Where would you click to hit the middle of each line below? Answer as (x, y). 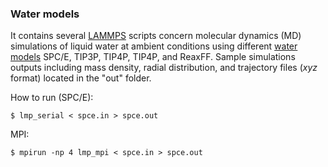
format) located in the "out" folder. (81, 78)
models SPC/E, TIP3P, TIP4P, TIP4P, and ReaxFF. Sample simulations (153, 57)
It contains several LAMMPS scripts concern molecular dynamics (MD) (156, 36)
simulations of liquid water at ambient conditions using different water (154, 46)
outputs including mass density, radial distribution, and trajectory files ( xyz (164, 68)
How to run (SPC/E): (52, 98)
